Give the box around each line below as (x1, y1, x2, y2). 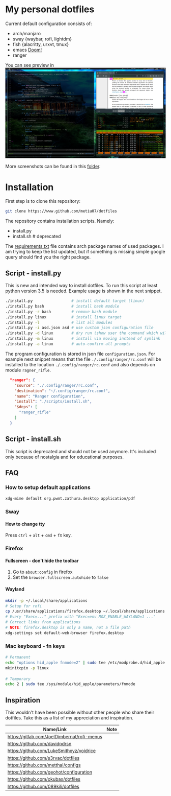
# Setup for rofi (5, 603, 42, 608)
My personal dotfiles (5, 4, 95, 15)
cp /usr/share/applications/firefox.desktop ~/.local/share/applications (5, 609, 165, 614)
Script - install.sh (5, 435, 61, 443)
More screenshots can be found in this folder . (5, 163, 101, 170)
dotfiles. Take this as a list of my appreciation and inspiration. (5, 715, 134, 721)
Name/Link (43, 726, 67, 732)
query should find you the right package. (5, 254, 91, 260)
